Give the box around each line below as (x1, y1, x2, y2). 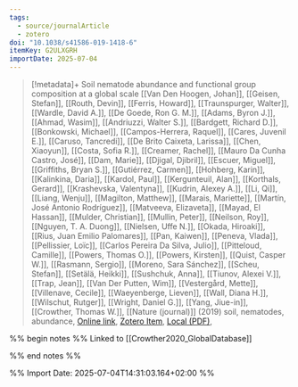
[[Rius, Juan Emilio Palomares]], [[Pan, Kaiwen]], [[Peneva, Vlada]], (30, 231, 278, 241)
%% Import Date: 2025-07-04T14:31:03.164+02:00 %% (9, 367, 215, 378)
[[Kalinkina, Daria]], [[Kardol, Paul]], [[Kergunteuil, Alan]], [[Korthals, (30, 174, 281, 184)
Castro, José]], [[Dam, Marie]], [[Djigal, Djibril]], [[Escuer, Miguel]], (30, 155, 277, 165)
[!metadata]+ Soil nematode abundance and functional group (30, 79, 257, 89)
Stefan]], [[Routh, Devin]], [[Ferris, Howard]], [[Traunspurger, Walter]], (30, 98, 290, 108)
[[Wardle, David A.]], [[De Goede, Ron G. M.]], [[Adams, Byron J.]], (30, 108, 276, 118)
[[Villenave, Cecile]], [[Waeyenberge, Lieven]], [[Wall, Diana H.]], (30, 287, 269, 298)
